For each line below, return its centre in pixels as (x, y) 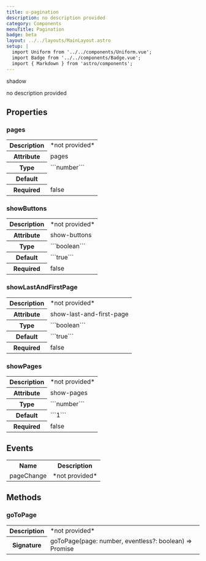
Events (20, 448)
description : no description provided (56, 18)
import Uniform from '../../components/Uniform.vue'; (82, 52)
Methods (24, 497)
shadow (16, 81)
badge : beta (21, 35)
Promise (62, 549)
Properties (27, 112)
